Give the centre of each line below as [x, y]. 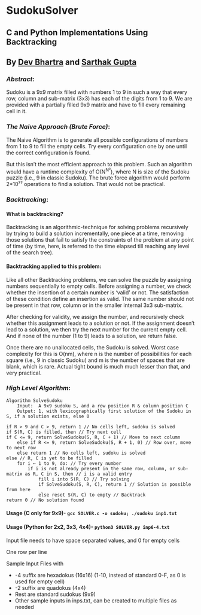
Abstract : [20, 79]
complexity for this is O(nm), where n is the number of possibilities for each [99, 354]
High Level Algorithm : [38, 388]
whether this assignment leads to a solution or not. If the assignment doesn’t [100, 323]
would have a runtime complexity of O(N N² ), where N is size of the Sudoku [98, 171]
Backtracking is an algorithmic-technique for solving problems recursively [97, 227]
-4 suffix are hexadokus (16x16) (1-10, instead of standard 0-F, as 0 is [100, 575]
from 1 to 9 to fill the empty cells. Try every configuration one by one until [97, 146]
